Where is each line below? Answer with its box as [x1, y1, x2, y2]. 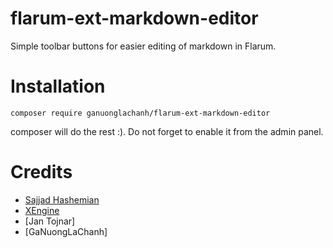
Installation [10, 75, 106, 98]
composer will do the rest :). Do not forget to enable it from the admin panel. [10, 125, 324, 137]
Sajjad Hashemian [24, 193, 100, 206]
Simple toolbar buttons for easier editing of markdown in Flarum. [10, 40, 277, 52]
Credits [10, 161, 73, 184]
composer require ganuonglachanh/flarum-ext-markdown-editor [10, 108, 271, 118]
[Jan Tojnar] [24, 215, 76, 227]
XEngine [24, 204, 60, 216]
